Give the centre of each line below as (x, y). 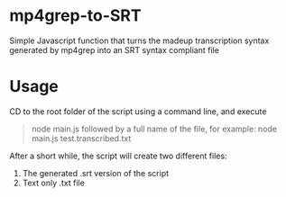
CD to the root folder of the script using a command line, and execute (138, 111)
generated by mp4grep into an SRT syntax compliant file (114, 49)
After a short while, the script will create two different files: (118, 156)
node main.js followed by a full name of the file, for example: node (154, 129)
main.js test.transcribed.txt (81, 138)
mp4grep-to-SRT (75, 16)
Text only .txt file (54, 183)
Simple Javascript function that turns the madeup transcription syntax (139, 40)
